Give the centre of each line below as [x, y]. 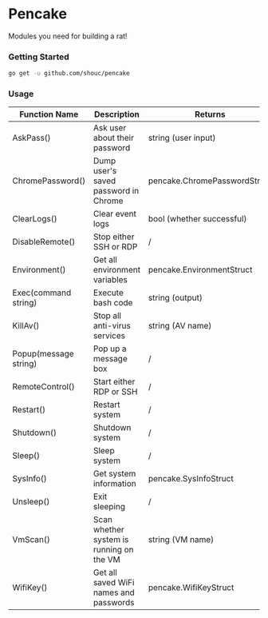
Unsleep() [31, 502]
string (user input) [182, 138]
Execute [108, 293]
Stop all [107, 316]
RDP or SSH [115, 392]
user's [105, 171]
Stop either [114, 237]
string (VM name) [181, 540]
